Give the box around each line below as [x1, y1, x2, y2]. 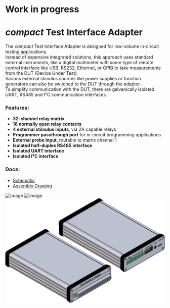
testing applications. [5, 49, 48, 55]
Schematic [12, 177, 35, 183]
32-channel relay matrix [12, 116, 65, 122]
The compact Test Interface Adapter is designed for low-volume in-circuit [5, 43, 159, 49]
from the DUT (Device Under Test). [5, 70, 78, 76]
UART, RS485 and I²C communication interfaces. [5, 92, 107, 98]
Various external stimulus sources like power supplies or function [5, 76, 142, 82]
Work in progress [5, 4, 79, 15]
